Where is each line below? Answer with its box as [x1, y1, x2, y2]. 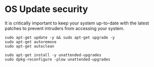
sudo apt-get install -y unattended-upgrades [5, 52, 101, 57]
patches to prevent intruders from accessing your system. [5, 25, 125, 31]
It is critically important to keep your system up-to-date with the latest [5, 20, 149, 26]
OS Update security [5, 3, 88, 15]
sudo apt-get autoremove [5, 39, 57, 44]
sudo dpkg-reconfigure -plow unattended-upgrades [5, 56, 111, 62]
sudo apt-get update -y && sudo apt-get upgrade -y [5, 35, 115, 40]
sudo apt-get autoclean [5, 43, 55, 48]
